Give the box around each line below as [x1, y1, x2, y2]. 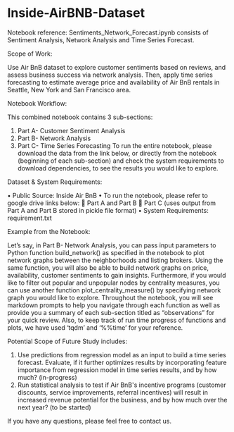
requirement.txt [7, 214, 53, 222]
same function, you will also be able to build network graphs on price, [7, 263, 209, 272]
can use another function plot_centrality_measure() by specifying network [7, 285, 221, 294]
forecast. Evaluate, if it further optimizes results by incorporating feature [17, 358, 227, 366]
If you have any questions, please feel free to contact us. [7, 416, 172, 425]
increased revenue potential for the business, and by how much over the [17, 395, 228, 404]
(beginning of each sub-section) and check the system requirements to [17, 156, 225, 165]
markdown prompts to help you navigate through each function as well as [7, 301, 221, 309]
